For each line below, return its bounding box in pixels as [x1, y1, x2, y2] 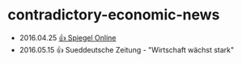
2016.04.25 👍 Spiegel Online [19, 32, 117, 42]
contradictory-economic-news [7, 6, 220, 24]
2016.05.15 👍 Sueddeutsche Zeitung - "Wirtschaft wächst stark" [19, 44, 235, 54]
